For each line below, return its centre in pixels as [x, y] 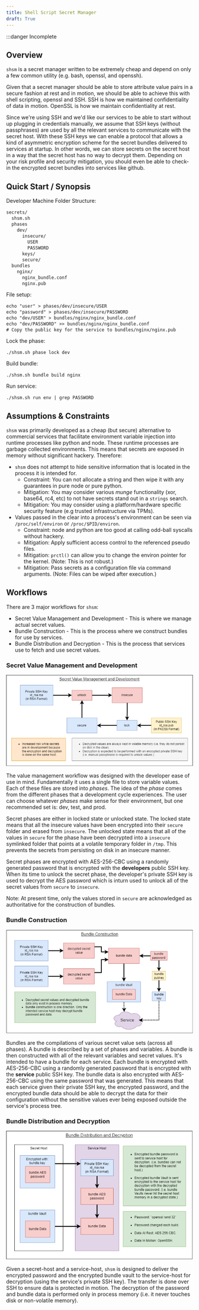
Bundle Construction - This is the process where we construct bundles [101, 631]
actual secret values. [40, 624]
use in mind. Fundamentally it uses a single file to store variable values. [93, 782]
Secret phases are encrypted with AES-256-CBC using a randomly [87, 862]
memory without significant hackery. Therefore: [64, 455]
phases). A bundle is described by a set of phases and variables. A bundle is [99, 1049]
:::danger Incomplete [32, 36]
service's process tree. [34, 1105]
